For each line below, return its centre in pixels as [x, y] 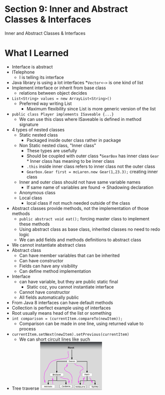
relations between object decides [53, 93]
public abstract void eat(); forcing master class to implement [84, 218]
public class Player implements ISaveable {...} [63, 114]
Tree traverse [25, 389]
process [27, 328]
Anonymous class [37, 192]
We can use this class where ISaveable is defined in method [80, 119]
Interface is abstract [32, 67]
